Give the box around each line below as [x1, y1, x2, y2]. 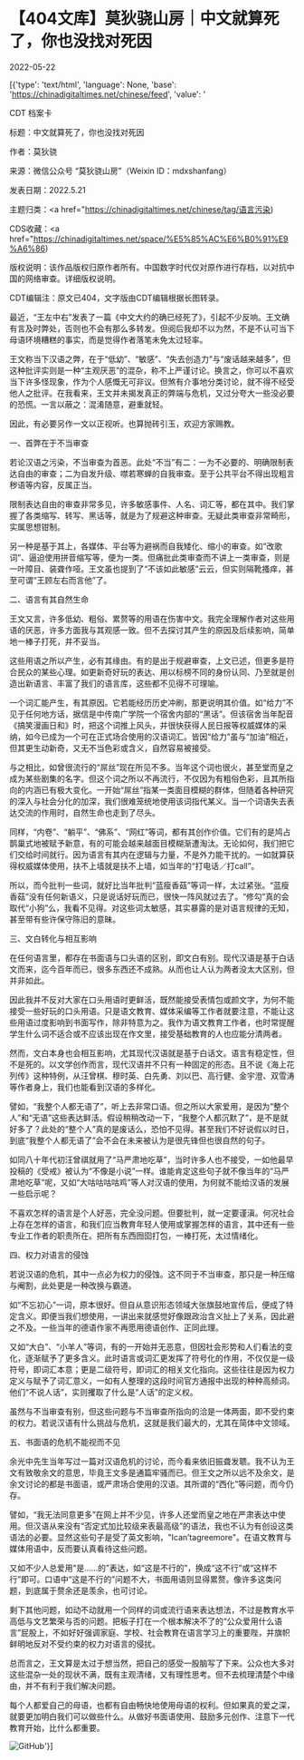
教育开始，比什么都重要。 [9, 1722, 105, 1733]
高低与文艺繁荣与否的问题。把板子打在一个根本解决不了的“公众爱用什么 [9, 1616, 275, 1627]
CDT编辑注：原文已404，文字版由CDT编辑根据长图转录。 [9, 292, 224, 303]
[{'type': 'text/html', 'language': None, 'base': [9, 79, 177, 90]
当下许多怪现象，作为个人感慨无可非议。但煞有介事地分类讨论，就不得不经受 [9, 376, 295, 386]
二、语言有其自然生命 [9, 593, 89, 604]
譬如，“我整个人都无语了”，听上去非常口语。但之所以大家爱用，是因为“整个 [9, 1100, 290, 1111]
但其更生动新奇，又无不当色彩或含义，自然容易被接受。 [9, 742, 215, 753]
